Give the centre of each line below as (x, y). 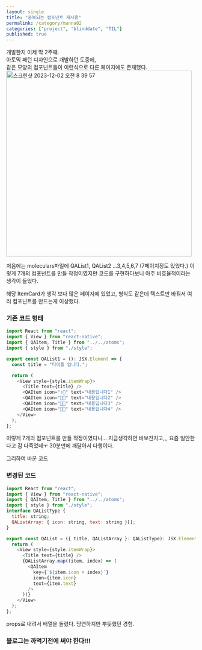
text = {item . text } (55, 583)
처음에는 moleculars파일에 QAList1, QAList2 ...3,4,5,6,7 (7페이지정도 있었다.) (97, 266)
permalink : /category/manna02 (44, 23)
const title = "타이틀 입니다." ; (50, 364)
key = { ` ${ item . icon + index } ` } (71, 572)
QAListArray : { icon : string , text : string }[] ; (74, 522)
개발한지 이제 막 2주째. (33, 52)
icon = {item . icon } (55, 578)
